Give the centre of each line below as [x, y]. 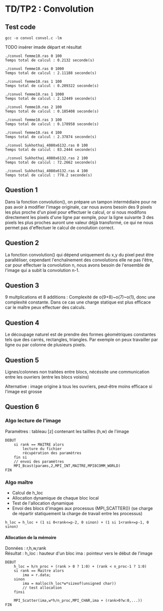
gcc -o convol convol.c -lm [34, 38]
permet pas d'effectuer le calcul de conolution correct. [60, 228]
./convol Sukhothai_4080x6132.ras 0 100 [47, 145]
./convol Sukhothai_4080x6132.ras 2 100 [47, 158]
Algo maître [19, 482]
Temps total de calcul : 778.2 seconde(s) [49, 175]
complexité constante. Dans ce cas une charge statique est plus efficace [78, 302]
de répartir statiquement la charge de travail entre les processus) [77, 514]
